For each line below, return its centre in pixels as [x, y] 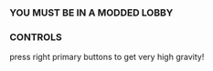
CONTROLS [36, 36]
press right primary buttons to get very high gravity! [107, 57]
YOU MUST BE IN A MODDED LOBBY [91, 13]
